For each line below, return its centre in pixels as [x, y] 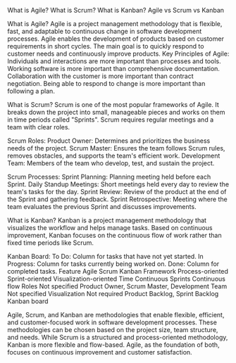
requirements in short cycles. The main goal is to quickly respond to [106, 46]
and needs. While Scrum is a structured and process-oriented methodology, [118, 337]
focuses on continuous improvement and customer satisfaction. [100, 352]
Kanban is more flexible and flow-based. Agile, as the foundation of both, [113, 345]
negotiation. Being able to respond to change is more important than [106, 83]
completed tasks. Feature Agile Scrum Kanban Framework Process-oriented [118, 271]
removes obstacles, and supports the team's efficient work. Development [114, 155]
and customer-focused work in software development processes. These [112, 322]
